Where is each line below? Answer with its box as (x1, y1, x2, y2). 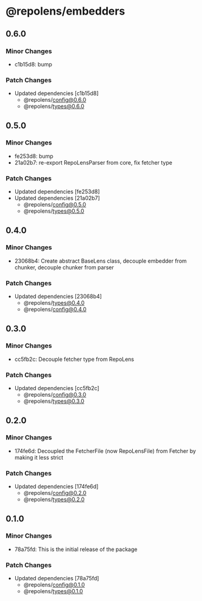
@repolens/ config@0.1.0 (23, 581, 86, 589)
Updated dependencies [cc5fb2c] (14, 385, 99, 392)
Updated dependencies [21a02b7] (14, 194, 101, 202)
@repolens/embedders (5, 4, 126, 18)
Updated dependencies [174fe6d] (14, 483, 99, 490)
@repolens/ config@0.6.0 (23, 96, 86, 104)
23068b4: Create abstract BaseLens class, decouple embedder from (14, 257, 187, 265)
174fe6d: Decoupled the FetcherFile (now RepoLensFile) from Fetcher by (14, 447, 197, 455)
